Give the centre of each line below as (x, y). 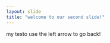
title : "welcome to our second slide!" (56, 17)
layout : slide (24, 11)
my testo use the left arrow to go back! (54, 34)
